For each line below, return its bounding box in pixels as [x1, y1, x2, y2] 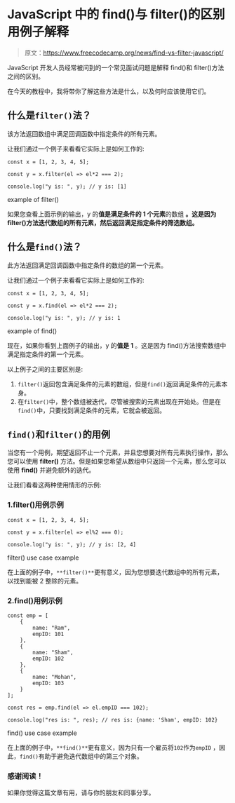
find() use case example [7, 729, 77, 737]
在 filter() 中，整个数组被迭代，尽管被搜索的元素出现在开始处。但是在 [17, 397, 222, 405]
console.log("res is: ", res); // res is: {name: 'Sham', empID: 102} [7, 716, 218, 723]
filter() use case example [7, 553, 79, 562]
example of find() [7, 327, 58, 335]
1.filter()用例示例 [7, 500, 65, 510]
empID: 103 [32, 680, 65, 687]
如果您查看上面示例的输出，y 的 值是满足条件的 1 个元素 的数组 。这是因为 [7, 210, 217, 218]
